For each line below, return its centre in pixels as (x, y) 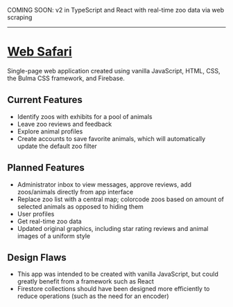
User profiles (36, 214)
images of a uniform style (54, 236)
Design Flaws (37, 258)
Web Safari (40, 52)
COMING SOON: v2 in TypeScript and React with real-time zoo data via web (116, 10)
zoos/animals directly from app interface (75, 192)
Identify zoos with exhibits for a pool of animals (85, 116)
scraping (20, 17)
